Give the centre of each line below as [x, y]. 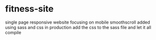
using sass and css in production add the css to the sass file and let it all [78, 27]
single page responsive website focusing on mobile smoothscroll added [78, 22]
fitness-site [29, 9]
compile [13, 32]
